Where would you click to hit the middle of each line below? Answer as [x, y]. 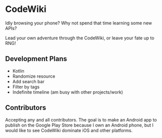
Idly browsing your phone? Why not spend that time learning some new [79, 23]
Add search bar [28, 81]
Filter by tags [26, 87]
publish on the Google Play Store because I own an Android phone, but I [79, 125]
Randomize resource [34, 76]
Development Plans [36, 59]
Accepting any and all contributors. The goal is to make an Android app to [81, 120]
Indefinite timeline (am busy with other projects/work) [68, 92]
